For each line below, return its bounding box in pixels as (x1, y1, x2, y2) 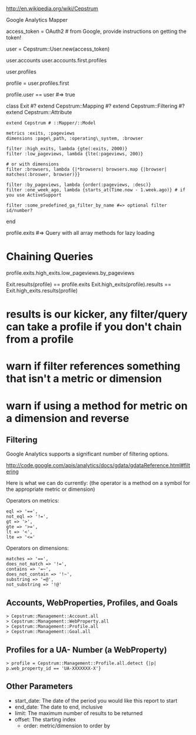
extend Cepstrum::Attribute (6, 109, 72, 115)
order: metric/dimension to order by (23, 722, 111, 729)
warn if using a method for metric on (6, 399, 188, 413)
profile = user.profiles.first (6, 79, 69, 87)
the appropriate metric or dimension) (6, 485, 95, 493)
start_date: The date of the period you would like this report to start (14, 697, 178, 704)
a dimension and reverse (6, 411, 129, 425)
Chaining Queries (6, 250, 94, 264)
